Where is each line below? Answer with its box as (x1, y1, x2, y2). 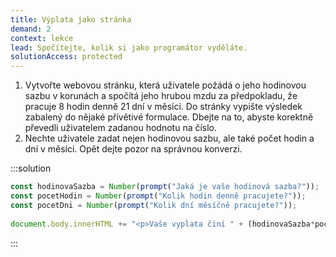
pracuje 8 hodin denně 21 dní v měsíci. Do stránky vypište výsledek (24, 101, 303, 113)
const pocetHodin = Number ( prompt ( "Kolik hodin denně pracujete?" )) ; (10, 191, 307, 201)
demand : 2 (10, 24, 52, 34)
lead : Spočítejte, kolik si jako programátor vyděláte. (10, 42, 248, 53)
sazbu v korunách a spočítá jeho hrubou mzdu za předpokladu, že (24, 90, 298, 102)
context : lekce (10, 33, 74, 43)
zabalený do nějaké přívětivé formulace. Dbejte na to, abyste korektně (24, 111, 314, 123)
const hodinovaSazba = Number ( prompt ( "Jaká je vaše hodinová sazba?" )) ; (10, 182, 320, 192)
